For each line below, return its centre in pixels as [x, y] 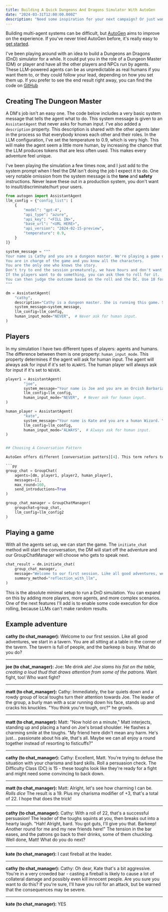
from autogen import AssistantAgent [44, 196]
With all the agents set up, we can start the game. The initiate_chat [76, 545]
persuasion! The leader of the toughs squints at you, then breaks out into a [82, 818]
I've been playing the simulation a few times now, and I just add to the [77, 166]
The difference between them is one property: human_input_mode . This [77, 354]
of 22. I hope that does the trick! [39, 798]
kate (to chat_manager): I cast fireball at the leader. [59, 854]
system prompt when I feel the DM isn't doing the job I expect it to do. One [82, 171]
